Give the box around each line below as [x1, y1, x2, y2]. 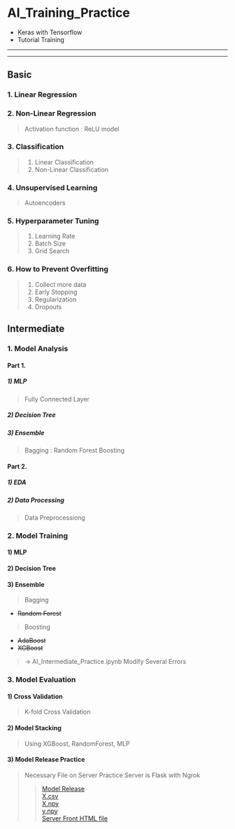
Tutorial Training [17, 35, 65, 43]
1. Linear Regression [7, 90, 78, 99]
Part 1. [7, 361, 27, 369]
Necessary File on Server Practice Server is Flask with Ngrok [24, 771, 201, 779]
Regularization [34, 295, 77, 304]
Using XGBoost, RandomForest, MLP [24, 739, 131, 748]
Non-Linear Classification [34, 165, 109, 173]
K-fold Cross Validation [24, 708, 91, 716]
